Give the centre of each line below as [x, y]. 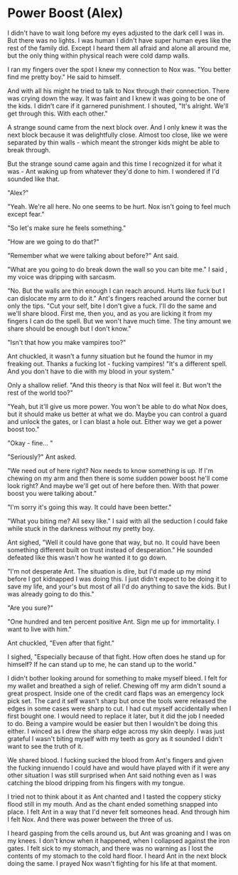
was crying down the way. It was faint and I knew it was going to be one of [117, 98]
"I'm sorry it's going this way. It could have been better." [90, 507]
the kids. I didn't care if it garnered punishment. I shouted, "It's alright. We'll [118, 105]
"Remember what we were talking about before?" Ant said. [93, 255]
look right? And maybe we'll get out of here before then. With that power [113, 485]
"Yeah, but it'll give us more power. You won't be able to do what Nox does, [118, 406]
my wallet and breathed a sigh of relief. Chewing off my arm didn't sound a [117, 685]
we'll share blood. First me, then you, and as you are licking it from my [110, 313]
